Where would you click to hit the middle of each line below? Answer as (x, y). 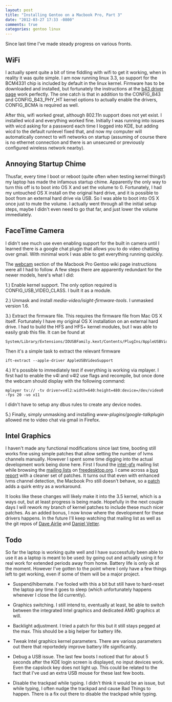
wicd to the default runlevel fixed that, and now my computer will (74, 131)
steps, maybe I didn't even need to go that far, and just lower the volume (82, 209)
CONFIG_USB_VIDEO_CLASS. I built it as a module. (58, 290)
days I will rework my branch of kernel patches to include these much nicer (84, 507)
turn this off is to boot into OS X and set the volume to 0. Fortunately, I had (84, 187)
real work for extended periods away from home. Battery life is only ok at (82, 563)
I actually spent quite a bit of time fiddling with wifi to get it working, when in (86, 72)
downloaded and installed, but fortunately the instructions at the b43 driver (84, 88)
